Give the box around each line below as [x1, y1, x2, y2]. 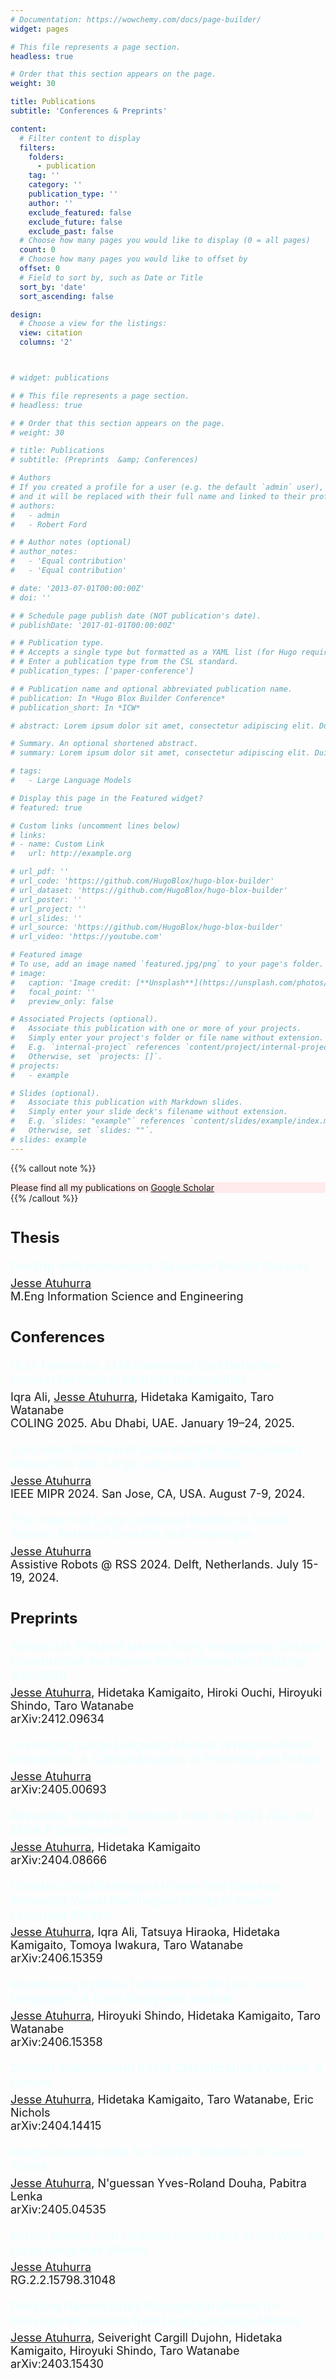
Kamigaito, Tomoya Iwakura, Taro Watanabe [10, 1937, 244, 1952]
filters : [19, 142, 56, 153]
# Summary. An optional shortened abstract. [10, 739, 199, 749]
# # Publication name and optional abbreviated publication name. [10, 684, 293, 694]
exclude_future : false [28, 217, 123, 227]
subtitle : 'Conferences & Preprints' [10, 106, 168, 116]
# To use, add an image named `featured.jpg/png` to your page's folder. [10, 959, 325, 969]
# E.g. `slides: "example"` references [10, 1116, 186, 1126]
